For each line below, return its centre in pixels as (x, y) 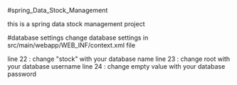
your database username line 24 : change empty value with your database (116, 66)
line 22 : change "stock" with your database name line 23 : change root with (119, 59)
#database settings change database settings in (78, 38)
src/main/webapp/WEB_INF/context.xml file (72, 45)
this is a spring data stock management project (76, 24)
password (22, 74)
